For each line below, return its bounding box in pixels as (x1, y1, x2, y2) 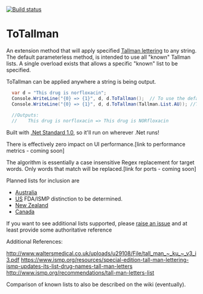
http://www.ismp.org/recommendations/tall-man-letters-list (6, 269, 155, 276)
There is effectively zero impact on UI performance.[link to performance (6, 141, 186, 148)
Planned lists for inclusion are (6, 177, 80, 184)
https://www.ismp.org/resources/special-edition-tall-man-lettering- (21, 256, 189, 264)
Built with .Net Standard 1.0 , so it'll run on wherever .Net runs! (6, 129, 159, 136)
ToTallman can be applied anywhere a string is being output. (6, 78, 156, 85)
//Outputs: (11, 112, 39, 118)
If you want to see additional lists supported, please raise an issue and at (6, 220, 187, 227)
